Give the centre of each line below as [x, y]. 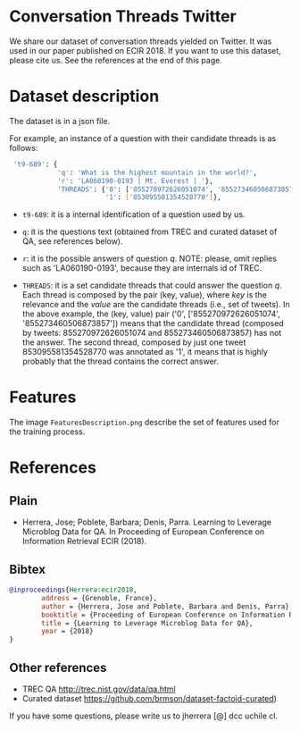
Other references [58, 667]
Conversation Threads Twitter [123, 17]
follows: [24, 147]
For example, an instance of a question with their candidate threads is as [143, 138]
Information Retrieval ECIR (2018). [84, 541]
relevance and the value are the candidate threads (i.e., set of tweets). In [156, 305]
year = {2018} [67, 632]
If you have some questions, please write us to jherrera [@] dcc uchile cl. [144, 716]
